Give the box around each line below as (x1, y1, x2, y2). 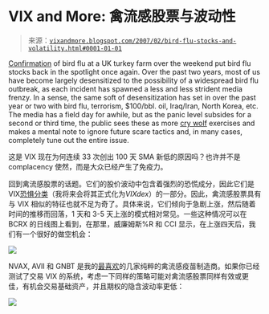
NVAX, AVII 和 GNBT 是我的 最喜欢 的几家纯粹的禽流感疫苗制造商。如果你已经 (8, 261, 260, 271)
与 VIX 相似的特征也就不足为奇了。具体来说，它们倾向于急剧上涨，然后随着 (8, 198, 256, 209)
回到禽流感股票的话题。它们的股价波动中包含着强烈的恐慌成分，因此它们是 (8, 178, 255, 189)
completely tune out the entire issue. (8, 135, 130, 145)
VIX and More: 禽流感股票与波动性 (8, 7, 236, 26)
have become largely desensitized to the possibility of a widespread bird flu (8, 75, 259, 85)
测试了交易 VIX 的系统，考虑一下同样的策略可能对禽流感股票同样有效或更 (8, 271, 249, 281)
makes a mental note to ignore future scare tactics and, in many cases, (8, 126, 243, 137)
